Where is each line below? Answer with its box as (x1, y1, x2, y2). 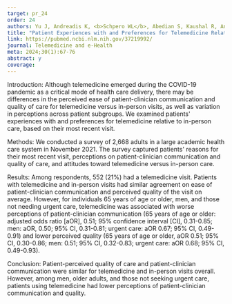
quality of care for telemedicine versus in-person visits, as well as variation (7, 102, 220, 110)
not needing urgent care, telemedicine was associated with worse (7, 202, 195, 210)
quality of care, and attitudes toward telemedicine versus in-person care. (7, 159, 215, 168)
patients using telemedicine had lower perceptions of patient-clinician (7, 281, 206, 290)
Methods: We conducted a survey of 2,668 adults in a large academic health (7, 137, 225, 145)
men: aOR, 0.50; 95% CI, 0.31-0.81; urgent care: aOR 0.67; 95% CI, (7, 224, 197, 232)
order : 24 (7, 17, 36, 23)
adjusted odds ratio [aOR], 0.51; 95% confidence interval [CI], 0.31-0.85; (7, 216, 213, 225)
